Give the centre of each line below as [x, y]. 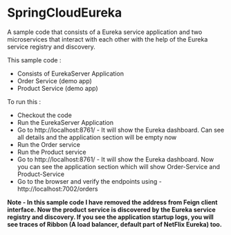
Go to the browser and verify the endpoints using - [90, 181]
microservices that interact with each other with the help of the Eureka [108, 39]
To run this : [24, 101]
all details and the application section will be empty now [97, 137]
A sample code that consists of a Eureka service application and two [105, 32]
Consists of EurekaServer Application [71, 73]
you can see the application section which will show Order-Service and [118, 166]
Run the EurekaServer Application [65, 122]
